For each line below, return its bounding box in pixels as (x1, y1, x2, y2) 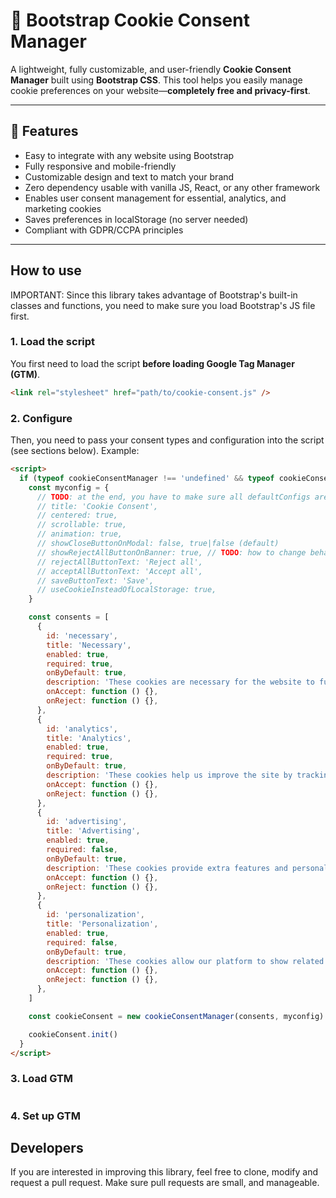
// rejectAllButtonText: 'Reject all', (36, 557, 203, 567)
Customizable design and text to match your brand (24, 170, 235, 183)
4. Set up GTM (10, 1109, 81, 1123)
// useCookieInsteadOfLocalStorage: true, (36, 585, 217, 595)
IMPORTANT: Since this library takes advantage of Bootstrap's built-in (10, 289, 298, 301)
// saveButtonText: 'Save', (36, 575, 155, 586)
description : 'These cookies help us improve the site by (46, 770, 293, 781)
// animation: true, (36, 529, 123, 539)
